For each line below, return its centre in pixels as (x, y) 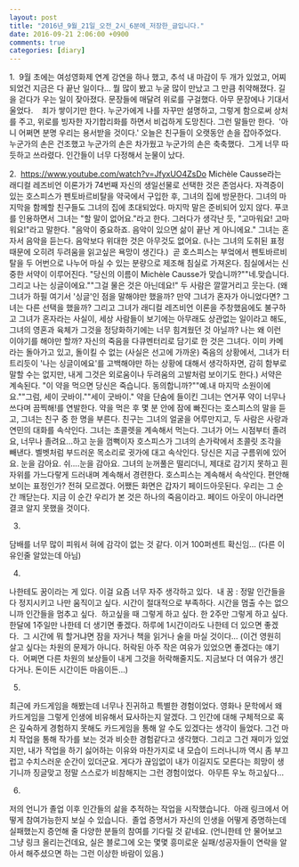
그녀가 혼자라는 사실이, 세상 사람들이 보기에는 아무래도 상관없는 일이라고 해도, (153, 319)
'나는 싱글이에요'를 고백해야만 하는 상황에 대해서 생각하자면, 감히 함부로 (163, 364)
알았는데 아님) (57, 556)
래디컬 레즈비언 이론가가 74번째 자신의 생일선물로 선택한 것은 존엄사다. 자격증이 (147, 185)
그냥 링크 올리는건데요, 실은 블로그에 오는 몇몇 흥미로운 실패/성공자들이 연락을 (144, 842)
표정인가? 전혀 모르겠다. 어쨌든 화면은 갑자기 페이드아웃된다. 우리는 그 (153, 486)
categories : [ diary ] (48, 51)
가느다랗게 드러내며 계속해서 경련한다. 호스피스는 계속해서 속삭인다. (149, 475)
